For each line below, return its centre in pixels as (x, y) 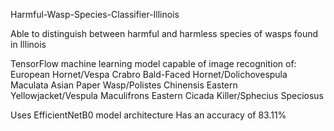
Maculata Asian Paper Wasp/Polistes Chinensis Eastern (124, 85)
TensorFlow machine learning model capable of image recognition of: (153, 63)
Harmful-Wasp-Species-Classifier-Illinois (95, 14)
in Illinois (28, 44)
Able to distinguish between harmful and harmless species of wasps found (164, 33)
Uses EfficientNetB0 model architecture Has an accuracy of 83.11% (148, 115)
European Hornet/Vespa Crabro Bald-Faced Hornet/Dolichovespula (149, 74)
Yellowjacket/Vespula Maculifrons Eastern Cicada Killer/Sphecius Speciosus (167, 95)
